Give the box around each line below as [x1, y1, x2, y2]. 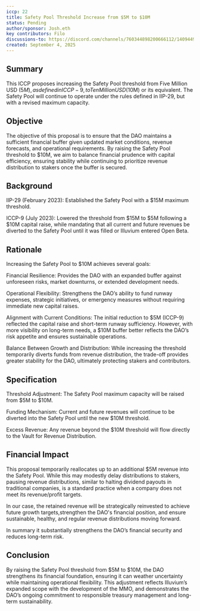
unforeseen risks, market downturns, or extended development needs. [6, 278, 180, 286]
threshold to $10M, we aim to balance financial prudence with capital [6, 151, 175, 158]
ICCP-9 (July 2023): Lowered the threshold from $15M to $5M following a [6, 215, 187, 222]
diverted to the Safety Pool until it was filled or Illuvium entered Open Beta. [6, 227, 189, 234]
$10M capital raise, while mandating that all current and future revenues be [6, 221, 190, 228]
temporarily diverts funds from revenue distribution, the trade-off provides [6, 351, 189, 358]
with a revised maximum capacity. [6, 99, 90, 106]
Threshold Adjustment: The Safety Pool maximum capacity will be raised [6, 390, 185, 397]
